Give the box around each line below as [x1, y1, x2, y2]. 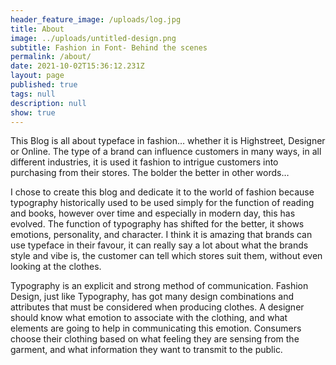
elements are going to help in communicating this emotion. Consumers [10, 322, 302, 335]
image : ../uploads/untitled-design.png [10, 33, 177, 43]
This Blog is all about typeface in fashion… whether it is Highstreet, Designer [10, 135, 326, 147]
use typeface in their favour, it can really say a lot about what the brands [10, 239, 309, 251]
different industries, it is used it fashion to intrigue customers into [10, 156, 279, 168]
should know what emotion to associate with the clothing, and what [10, 312, 288, 324]
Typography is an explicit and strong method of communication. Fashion [10, 280, 309, 292]
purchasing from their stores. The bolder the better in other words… [10, 167, 290, 179]
